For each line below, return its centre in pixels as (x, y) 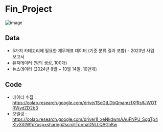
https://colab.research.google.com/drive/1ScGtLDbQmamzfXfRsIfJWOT (84, 103)
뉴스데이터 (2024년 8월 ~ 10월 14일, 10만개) (54, 69)
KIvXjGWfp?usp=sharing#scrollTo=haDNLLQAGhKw (65, 124)
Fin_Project (29, 9)
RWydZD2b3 (25, 108)
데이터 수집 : (24, 97)
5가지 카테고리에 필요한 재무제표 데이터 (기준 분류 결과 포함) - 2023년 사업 (83, 51)
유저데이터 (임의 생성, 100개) (40, 63)
